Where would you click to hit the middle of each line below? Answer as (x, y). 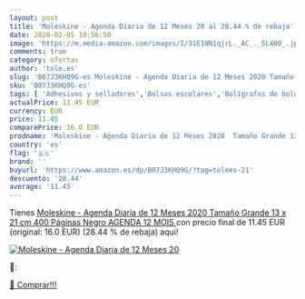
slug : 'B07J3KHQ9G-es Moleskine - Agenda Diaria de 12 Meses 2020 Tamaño (152, 77)
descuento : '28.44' (46, 178)
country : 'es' (36, 145)
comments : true (38, 52)
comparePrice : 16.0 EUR (54, 128)
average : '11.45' (42, 187)
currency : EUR (36, 111)
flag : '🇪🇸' (32, 153)
